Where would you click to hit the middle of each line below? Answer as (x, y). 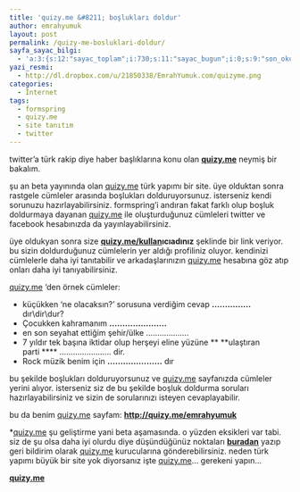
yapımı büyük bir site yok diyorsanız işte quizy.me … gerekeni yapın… (135, 460)
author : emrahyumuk (46, 26)
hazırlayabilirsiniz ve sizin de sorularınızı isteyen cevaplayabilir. (125, 397)
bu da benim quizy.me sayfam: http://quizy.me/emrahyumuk (123, 414)
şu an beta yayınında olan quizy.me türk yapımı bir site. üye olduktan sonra (146, 186)
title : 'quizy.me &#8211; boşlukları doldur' (95, 17)
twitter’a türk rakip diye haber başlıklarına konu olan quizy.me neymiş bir (143, 159)
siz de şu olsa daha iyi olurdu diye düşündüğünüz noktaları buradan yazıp (145, 441)
